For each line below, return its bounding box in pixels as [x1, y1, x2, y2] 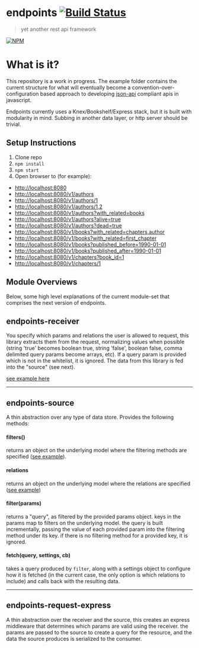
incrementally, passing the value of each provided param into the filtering [6, 526, 185, 533]
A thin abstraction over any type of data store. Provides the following [6, 413, 174, 421]
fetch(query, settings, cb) [6, 552, 71, 559]
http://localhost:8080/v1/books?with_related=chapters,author [14, 228, 165, 235]
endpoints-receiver [6, 316, 80, 326]
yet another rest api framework [20, 26, 97, 33]
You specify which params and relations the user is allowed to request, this [6, 332, 190, 339]
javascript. [6, 96, 32, 103]
